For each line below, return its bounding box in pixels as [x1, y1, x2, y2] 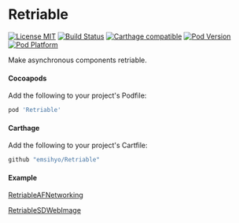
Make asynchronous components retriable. [8, 55, 148, 65]
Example [8, 173, 38, 182]
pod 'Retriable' [8, 106, 61, 114]
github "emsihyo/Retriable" [8, 156, 101, 164]
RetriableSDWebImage [8, 206, 81, 215]
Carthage [8, 123, 40, 132]
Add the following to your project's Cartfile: [8, 140, 148, 151]
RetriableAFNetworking [8, 191, 84, 200]
